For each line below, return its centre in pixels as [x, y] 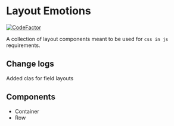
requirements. [23, 45]
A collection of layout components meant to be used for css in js [87, 39]
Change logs [30, 64]
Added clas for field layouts [40, 78]
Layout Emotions [49, 11]
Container [27, 111]
